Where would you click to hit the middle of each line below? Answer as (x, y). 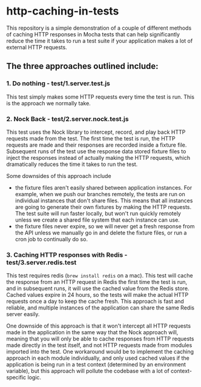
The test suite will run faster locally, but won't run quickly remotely (98, 213)
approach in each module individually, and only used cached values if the (98, 358)
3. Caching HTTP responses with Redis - (67, 254)
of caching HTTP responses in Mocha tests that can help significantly (93, 34)
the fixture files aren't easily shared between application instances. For (104, 187)
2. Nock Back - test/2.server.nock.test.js (68, 119)
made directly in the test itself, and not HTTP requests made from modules (99, 345)
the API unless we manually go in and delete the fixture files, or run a (101, 233)
